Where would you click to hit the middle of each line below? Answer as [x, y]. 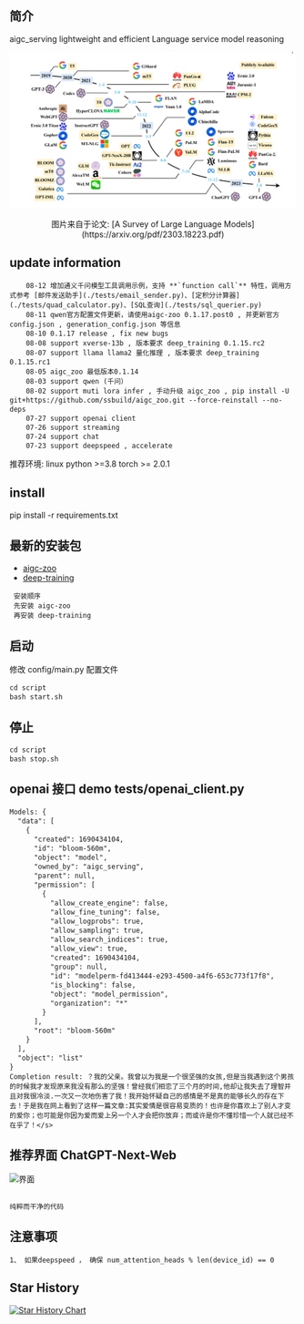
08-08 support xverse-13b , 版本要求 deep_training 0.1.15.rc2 [146, 343]
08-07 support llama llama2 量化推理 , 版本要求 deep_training [142, 353]
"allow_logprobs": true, [97, 921]
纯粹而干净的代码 [37, 1207]
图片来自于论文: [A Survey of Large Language [137, 224]
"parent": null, [64, 876]
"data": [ [36, 821]
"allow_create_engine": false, [109, 903]
